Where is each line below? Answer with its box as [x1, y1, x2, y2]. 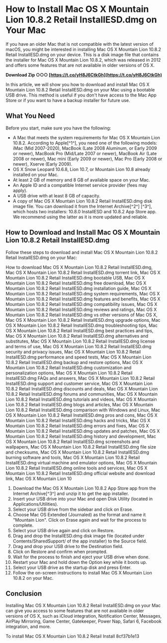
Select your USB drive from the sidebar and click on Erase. [12, 506, 133, 512]
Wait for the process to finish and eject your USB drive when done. [12, 553, 150, 560]
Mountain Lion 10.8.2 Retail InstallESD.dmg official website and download [5, 470, 156, 476]
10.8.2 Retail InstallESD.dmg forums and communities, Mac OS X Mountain [5, 391, 158, 397]
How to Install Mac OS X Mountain [5, 3, 149, 15]
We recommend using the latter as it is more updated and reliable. [12, 214, 148, 220]
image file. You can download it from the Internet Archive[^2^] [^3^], [12, 203, 152, 209]
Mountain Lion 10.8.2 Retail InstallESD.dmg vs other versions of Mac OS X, [5, 312, 158, 318]
